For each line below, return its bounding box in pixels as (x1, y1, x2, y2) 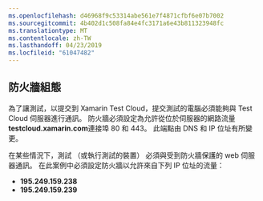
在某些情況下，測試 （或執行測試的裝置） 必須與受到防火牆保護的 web (8, 150, 239, 160)
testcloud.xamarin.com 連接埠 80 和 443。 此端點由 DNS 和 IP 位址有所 (8, 123, 246, 133)
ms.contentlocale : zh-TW (8, 34, 91, 42)
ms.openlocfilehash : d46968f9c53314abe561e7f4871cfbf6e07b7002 (8, 11, 225, 20)
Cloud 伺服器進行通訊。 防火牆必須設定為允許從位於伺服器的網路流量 (8, 113, 236, 123)
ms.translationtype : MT (8, 26, 88, 34)
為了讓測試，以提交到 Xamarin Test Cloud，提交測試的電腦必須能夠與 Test (8, 103, 253, 113)
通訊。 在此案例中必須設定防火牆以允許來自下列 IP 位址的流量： (14, 160, 225, 170)
